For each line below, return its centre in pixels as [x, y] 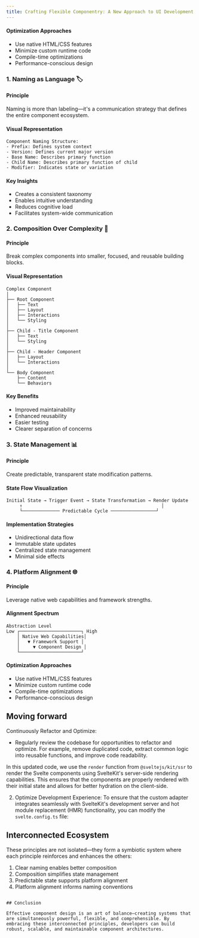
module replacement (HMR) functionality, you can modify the [90, 810]
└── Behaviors [34, 383]
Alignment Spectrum [33, 613]
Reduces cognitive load [44, 207]
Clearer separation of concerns [53, 429]
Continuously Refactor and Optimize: [51, 731]
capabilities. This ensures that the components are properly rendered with [97, 779]
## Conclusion [24, 903]
